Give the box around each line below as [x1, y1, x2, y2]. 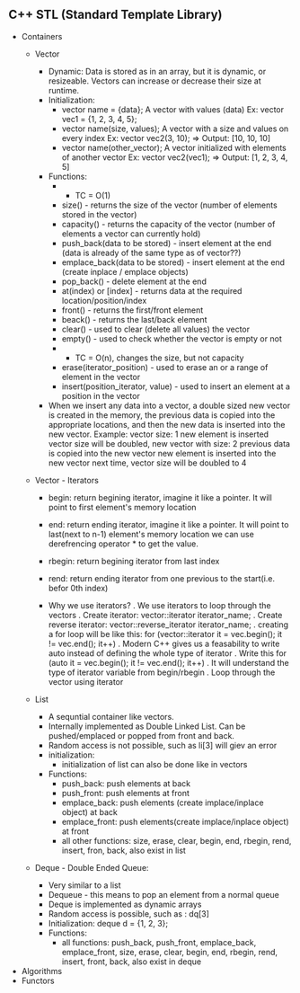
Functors [21, 975, 55, 986]
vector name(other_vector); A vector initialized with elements [61, 142, 287, 153]
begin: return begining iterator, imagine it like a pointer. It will [48, 492, 273, 502]
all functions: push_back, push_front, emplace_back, [61, 936, 257, 947]
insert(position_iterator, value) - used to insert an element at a [61, 381, 291, 392]
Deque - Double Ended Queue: [34, 862, 149, 873]
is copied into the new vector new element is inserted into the [48, 448, 277, 458]
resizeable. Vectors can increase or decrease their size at [48, 75, 261, 86]
